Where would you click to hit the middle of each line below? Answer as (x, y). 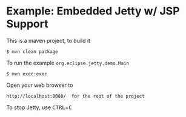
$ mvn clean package (32, 52)
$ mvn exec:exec (27, 74)
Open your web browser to (40, 85)
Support (27, 24)
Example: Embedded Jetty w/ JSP (93, 11)
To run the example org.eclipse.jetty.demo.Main (68, 63)
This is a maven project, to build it (48, 40)
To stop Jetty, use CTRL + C (39, 107)
